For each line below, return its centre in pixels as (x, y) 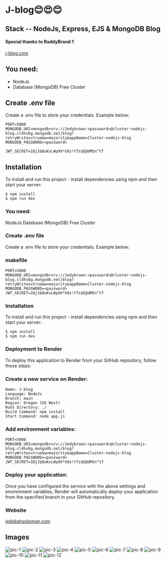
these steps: (18, 366)
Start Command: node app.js (35, 416)
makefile (16, 260)
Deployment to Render (34, 349)
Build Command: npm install (35, 412)
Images (17, 537)
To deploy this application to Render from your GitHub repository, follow (81, 360)
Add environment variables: (41, 429)
